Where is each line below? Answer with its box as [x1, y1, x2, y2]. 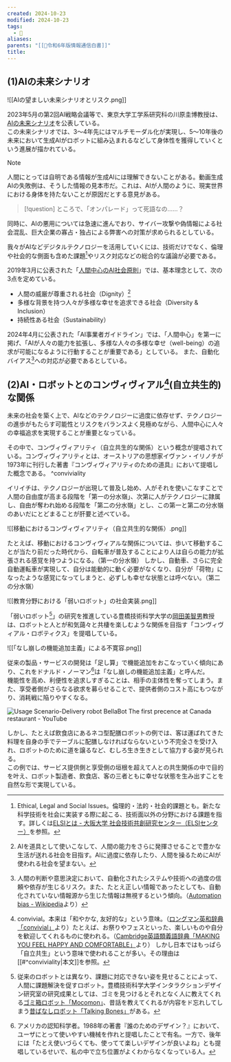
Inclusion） [16, 307, 49, 315]
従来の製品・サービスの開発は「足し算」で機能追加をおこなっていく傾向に [7, 658, 218, 667]
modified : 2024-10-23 [7, 17, 69, 23]
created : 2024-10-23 [7, 10, 67, 17]
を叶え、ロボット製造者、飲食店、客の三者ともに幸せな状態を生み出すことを [7, 771, 224, 780]
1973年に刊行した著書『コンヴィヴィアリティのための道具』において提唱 [7, 460, 213, 469]
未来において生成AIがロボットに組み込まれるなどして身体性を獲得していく [7, 136, 218, 144]
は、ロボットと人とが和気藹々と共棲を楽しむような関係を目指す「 [7, 620, 194, 629]
